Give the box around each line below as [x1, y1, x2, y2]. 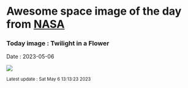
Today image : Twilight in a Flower [6, 39, 110, 48]
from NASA [6, 17, 65, 31]
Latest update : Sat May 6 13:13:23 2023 [6, 76, 91, 82]
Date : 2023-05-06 [6, 53, 55, 61]
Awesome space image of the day [6, 4, 182, 18]
